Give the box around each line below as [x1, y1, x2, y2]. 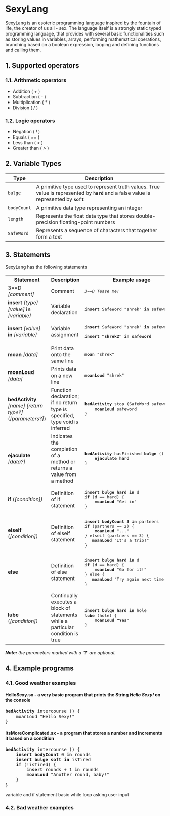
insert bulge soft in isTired [16, 757, 91, 763]
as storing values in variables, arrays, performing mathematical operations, [5, 36, 161, 42]
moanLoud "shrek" [84, 372, 125, 378]
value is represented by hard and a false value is [36, 189, 151, 196]
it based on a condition [5, 735, 55, 741]
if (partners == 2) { [84, 523, 135, 529]
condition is [51, 630, 79, 637]
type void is [51, 418, 78, 425]
